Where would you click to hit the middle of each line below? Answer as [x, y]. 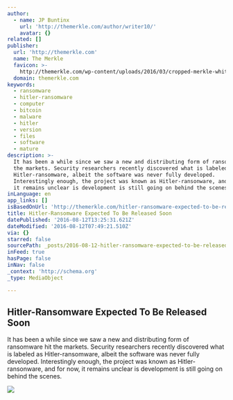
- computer [29, 104]
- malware [27, 116]
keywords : [21, 85]
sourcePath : [24, 246]
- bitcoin [27, 110]
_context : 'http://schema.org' [52, 271]
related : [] [24, 40]
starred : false [29, 239]
